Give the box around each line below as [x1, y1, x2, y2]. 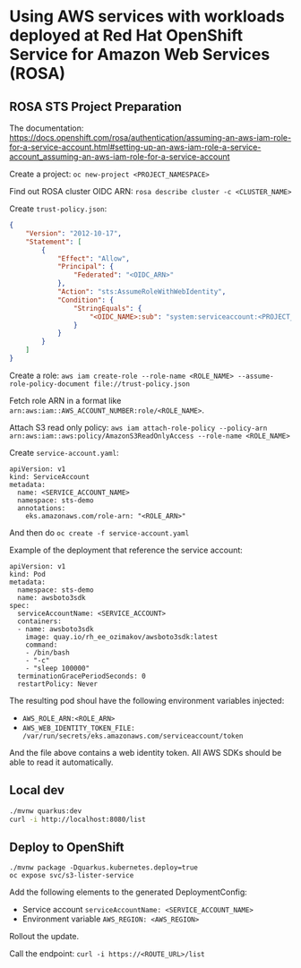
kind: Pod [9, 570, 47, 578]
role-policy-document [9, 379, 90, 389]
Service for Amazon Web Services [9, 45, 271, 64]
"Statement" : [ [25, 237, 82, 246]
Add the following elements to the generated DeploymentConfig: [9, 887, 248, 897]
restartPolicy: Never [17, 679, 99, 689]
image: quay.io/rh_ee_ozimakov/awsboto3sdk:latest [25, 632, 219, 641]
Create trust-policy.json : [9, 203, 107, 214]
